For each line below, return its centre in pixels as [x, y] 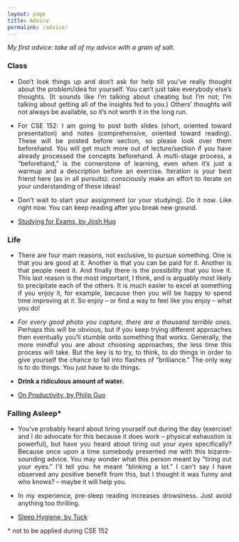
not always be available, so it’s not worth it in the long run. [102, 112]
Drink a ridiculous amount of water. [71, 381]
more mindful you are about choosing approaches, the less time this [124, 344]
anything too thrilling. [49, 504]
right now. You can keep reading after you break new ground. [107, 207]
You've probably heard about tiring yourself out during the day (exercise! [124, 429]
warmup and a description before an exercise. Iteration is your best [124, 171]
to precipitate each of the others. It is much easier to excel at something [124, 285]
